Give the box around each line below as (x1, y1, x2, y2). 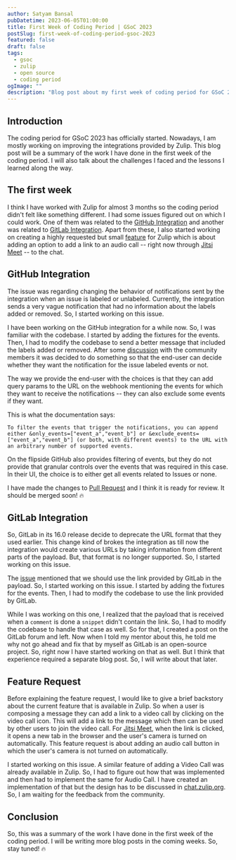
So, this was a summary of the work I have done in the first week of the (7, 830, 214, 837)
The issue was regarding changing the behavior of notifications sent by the (7, 287, 225, 295)
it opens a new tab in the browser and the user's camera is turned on (7, 732, 207, 740)
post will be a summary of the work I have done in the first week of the (7, 149, 212, 157)
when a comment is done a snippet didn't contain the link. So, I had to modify (7, 618, 226, 626)
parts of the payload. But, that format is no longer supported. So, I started (7, 553, 221, 561)
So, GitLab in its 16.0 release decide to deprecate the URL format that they (7, 530, 222, 539)
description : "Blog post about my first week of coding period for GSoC (7, 89, 225, 96)
